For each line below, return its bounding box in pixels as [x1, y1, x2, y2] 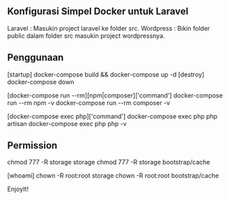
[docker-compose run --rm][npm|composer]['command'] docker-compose [7, 91, 223, 100]
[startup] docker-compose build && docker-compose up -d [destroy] [7, 70, 204, 79]
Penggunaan [7, 52, 64, 63]
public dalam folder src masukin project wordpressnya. [7, 31, 165, 40]
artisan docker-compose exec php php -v [7, 119, 127, 128]
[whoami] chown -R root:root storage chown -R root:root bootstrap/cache [7, 171, 220, 180]
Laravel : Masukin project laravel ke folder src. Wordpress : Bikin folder [7, 24, 210, 32]
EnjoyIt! [7, 185, 29, 194]
